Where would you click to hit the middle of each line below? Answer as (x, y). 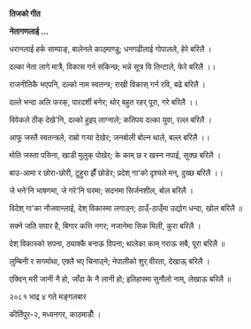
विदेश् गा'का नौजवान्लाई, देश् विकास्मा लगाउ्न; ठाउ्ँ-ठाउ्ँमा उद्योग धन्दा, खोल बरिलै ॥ (126, 208)
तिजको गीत (25, 14)
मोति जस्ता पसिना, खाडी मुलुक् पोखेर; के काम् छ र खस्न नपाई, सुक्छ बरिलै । (115, 155)
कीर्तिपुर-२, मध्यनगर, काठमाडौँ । (55, 314)
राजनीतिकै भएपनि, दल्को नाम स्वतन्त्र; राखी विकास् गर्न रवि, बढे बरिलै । (107, 84)
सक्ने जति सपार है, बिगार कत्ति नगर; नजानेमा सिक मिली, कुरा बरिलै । (105, 226)
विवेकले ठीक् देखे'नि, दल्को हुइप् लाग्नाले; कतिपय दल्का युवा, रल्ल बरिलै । (110, 120)
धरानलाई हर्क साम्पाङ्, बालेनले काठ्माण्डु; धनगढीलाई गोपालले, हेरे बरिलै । (110, 49)
